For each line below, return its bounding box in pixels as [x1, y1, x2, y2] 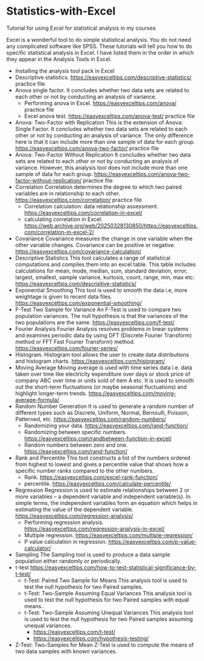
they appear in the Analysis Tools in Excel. [6, 55, 112, 63]
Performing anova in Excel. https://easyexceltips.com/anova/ [24, 99, 177, 107]
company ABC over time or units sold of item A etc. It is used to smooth [15, 376, 194, 384]
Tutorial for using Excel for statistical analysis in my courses [6, 24, 156, 32]
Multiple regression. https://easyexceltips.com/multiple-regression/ [24, 531, 193, 538]
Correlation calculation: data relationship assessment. [24, 202, 159, 210]
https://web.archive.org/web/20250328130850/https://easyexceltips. [24, 222, 198, 229]
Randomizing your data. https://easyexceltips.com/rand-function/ [24, 422, 188, 429]
